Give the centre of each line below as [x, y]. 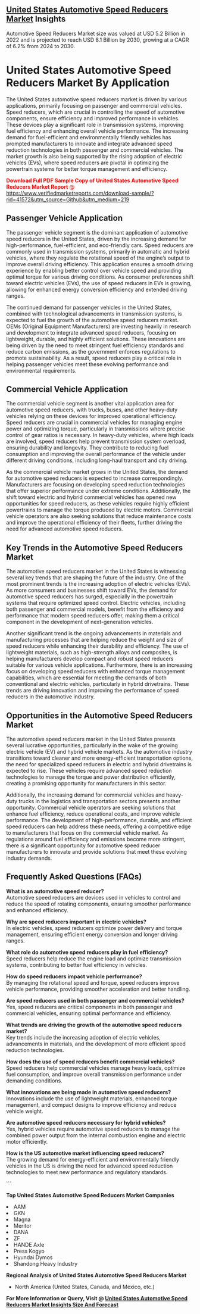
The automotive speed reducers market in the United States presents [91, 739]
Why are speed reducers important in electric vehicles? [76, 922]
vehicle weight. [25, 1111]
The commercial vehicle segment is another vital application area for [90, 404]
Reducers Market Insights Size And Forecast [62, 1304]
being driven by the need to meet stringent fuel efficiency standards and [95, 345]
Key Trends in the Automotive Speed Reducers [95, 547]
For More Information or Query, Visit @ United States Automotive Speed [97, 1298]
